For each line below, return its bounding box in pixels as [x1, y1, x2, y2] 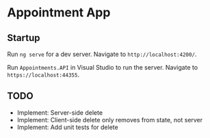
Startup [7, 32, 40, 44]
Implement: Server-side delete [16, 108, 103, 117]
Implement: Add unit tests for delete [16, 123, 118, 131]
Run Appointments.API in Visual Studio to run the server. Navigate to [7, 64, 198, 71]
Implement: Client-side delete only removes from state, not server [16, 115, 203, 124]
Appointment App [7, 5, 111, 20]
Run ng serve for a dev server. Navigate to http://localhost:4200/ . [7, 50, 197, 58]
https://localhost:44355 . [7, 70, 80, 79]
